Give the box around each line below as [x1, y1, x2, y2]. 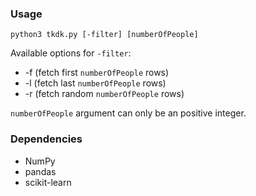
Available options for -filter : [10, 47, 132, 59]
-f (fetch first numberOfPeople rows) [24, 67, 170, 79]
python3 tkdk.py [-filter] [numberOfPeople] [10, 30, 199, 40]
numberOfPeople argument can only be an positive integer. [10, 107, 247, 119]
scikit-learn [24, 176, 72, 188]
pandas [24, 165, 57, 177]
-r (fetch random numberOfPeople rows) [24, 88, 185, 100]
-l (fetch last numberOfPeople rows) [24, 77, 167, 89]
